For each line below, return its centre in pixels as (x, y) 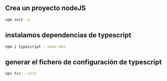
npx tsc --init (21, 74)
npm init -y (17, 19)
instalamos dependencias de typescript (68, 35)
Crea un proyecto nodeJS (46, 8)
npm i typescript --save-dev (35, 47)
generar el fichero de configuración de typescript (83, 62)
